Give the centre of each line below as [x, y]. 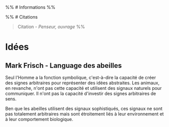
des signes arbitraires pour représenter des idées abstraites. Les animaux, [82, 83]
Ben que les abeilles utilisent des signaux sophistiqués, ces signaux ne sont [84, 108]
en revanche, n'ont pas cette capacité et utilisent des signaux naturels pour [83, 88]
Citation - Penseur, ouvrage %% [51, 27]
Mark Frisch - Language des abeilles [64, 66]
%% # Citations [21, 17]
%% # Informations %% [30, 7]
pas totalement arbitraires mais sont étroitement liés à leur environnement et [84, 114]
